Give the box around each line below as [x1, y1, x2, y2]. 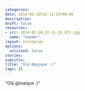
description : [5, 16, 32, 21]
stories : [5, 53, 23, 58]
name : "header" [9, 35, 41, 40]
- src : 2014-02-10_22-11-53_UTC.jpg [5, 30, 80, 35]
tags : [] [5, 67, 23, 72]
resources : [5, 26, 28, 30]
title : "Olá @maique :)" [5, 62, 56, 67]
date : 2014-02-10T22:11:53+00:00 [5, 12, 74, 17]
